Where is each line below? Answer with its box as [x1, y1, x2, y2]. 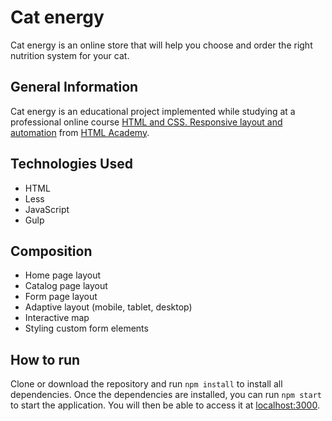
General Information [10, 79, 139, 96]
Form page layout [24, 291, 98, 303]
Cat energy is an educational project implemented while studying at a [10, 105, 296, 117]
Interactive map [24, 312, 90, 324]
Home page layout [24, 269, 102, 281]
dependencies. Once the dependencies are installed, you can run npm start [10, 389, 322, 401]
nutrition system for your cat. [10, 49, 130, 61]
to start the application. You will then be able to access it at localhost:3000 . [10, 399, 320, 411]
